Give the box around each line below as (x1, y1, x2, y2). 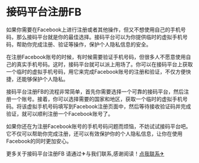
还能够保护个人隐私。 (16, 75, 69, 83)
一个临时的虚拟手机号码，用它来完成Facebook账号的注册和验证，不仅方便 (6, 68, 186, 75)
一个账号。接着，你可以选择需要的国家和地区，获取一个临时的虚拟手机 (11, 95, 182, 102)
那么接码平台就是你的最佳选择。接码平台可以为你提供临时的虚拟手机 (16, 33, 182, 40)
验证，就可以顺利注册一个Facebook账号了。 (6, 110, 114, 117)
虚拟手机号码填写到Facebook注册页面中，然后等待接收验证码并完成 (26, 103, 191, 110)
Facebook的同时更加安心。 (6, 137, 72, 145)
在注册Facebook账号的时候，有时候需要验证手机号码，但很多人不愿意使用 (6, 53, 186, 60)
